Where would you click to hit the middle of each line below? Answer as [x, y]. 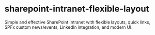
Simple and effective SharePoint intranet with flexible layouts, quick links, [77, 22]
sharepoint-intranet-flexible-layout [77, 9]
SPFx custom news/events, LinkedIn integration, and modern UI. [69, 27]
